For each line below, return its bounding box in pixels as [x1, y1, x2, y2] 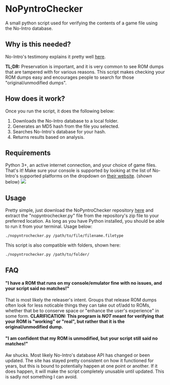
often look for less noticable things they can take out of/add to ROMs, [5, 302, 151, 308]
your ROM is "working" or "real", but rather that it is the [5, 318, 125, 324]
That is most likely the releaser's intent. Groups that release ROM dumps [5, 297, 157, 303]
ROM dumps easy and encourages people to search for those [5, 74, 134, 80]
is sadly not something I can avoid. [5, 373, 78, 379]
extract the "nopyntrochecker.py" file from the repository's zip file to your [5, 213, 159, 219]
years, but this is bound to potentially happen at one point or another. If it [5, 363, 158, 369]
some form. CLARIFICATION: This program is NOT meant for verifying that [5, 313, 164, 319]
